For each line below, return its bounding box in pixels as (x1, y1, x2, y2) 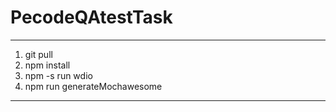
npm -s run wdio (24, 69, 93, 81)
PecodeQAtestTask (10, 6, 173, 29)
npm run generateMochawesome (24, 80, 163, 92)
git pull (24, 48, 53, 60)
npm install (24, 59, 71, 71)
